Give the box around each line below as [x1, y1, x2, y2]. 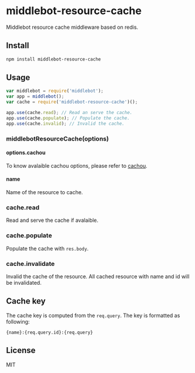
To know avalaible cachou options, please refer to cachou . [6, 162, 148, 169]
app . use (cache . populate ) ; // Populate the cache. [6, 115, 130, 121]
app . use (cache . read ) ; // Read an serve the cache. [6, 110, 133, 116]
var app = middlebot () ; [6, 94, 65, 99]
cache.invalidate [6, 259, 55, 268]
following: [6, 318, 30, 325]
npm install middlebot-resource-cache [6, 56, 101, 62]
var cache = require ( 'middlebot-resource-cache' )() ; [6, 99, 138, 105]
